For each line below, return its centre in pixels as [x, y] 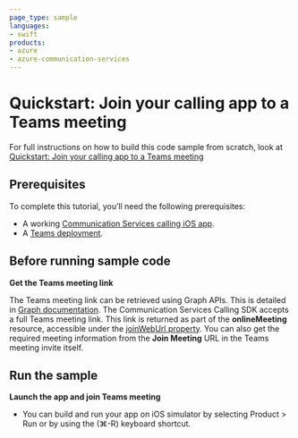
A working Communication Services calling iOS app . [118, 223]
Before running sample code [90, 261]
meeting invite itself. [46, 347]
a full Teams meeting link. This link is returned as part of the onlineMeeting [149, 319]
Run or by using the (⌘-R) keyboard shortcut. [106, 424]
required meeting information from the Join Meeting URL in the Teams [139, 338]
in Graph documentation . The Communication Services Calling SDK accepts [149, 309]
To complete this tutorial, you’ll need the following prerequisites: [128, 206]
